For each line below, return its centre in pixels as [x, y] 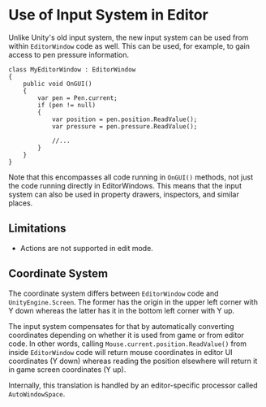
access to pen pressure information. [69, 54]
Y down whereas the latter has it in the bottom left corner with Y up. [122, 310]
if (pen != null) [66, 105]
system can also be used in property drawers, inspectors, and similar [124, 194]
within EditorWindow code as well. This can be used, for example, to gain [129, 45]
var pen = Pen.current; [77, 98]
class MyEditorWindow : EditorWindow [72, 69]
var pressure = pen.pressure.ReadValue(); [124, 126]
